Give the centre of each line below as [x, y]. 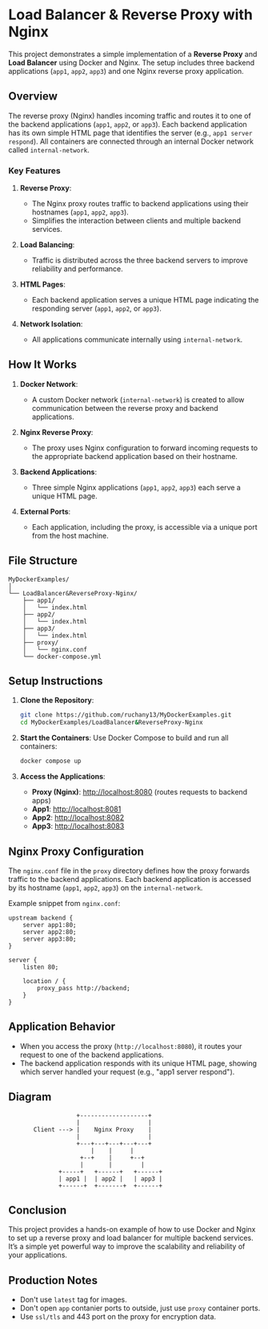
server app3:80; [50, 939]
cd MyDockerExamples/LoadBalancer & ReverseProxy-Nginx [111, 723]
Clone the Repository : [57, 701]
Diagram [30, 1097]
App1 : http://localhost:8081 [76, 809]
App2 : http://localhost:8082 [78, 818]
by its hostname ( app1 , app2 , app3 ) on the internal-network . [106, 888]
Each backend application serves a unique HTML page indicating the [145, 300]
